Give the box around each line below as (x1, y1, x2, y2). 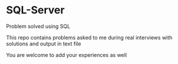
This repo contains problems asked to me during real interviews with (6, 34, 173, 41)
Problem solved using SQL (6, 23, 71, 30)
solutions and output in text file (6, 40, 81, 47)
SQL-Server (6, 3, 65, 17)
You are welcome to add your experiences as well (6, 51, 127, 58)
